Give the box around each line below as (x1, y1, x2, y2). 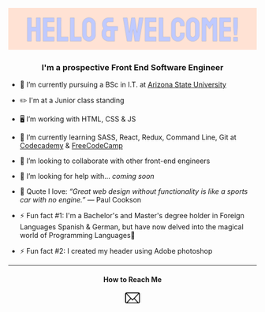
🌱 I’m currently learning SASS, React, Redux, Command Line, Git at (19, 132, 237, 142)
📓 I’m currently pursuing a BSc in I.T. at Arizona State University (19, 80, 227, 89)
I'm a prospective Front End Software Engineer (41, 61, 224, 72)
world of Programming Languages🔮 (19, 230, 136, 240)
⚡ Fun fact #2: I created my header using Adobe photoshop (19, 246, 213, 255)
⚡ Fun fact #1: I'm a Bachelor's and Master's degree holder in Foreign (19, 210, 244, 220)
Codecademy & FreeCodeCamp (19, 140, 124, 150)
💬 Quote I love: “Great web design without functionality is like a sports (19, 186, 248, 196)
